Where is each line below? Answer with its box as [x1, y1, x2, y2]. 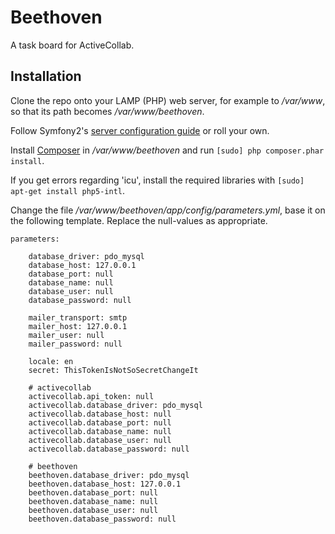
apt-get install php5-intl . [10, 184, 126, 196]
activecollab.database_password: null [28, 444, 190, 454]
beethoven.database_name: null [28, 496, 159, 506]
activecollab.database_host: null [28, 409, 172, 419]
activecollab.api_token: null [28, 391, 155, 401]
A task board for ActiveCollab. [10, 39, 135, 51]
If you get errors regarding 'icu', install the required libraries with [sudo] [10, 174, 305, 186]
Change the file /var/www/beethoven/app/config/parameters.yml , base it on [10, 204, 326, 216]
